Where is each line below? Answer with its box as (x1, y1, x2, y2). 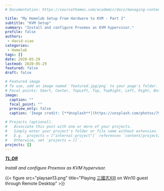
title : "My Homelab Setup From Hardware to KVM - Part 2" (5, 16, 125, 21)
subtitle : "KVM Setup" (5, 20, 51, 25)
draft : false (5, 70, 32, 76)
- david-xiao (7, 38, 34, 44)
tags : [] (5, 52, 23, 57)
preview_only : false (9, 106, 51, 111)
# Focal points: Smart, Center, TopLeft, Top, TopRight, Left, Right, (5, 88, 152, 93)
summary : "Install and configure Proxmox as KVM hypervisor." (5, 25, 134, 30)
